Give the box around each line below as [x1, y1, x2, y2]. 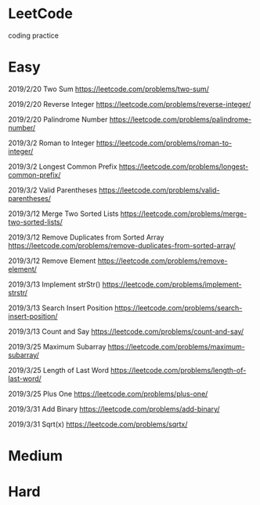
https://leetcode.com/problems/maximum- [107, 342, 245, 351]
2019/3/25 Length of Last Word [8, 365, 110, 375]
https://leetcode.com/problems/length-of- [110, 365, 247, 375]
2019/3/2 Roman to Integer [8, 138, 95, 148]
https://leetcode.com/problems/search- [114, 303, 243, 313]
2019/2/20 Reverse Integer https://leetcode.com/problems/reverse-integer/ [8, 99, 251, 108]
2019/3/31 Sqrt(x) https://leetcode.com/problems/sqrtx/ [8, 419, 188, 429]
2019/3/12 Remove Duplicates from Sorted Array [8, 232, 164, 242]
